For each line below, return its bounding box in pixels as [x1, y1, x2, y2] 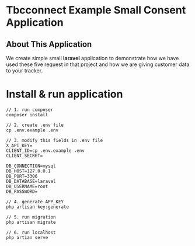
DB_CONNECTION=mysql [6, 163, 57, 169]
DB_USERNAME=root [6, 183, 48, 189]
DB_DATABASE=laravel [6, 178, 57, 184]
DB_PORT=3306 [6, 173, 38, 179]
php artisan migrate [6, 219, 57, 225]
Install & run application [6, 88, 123, 101]
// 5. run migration [6, 214, 57, 220]
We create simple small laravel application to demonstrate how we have [6, 55, 179, 61]
